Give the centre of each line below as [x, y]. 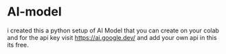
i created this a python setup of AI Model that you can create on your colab [113, 30]
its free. [18, 45]
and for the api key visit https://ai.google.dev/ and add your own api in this [112, 37]
